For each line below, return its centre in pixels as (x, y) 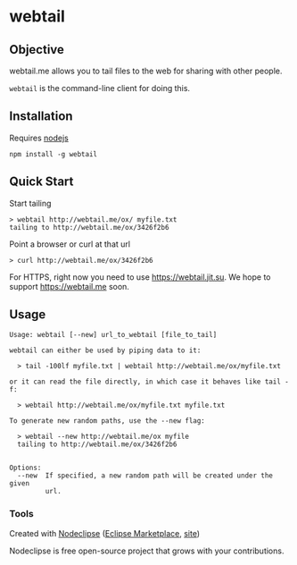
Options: (25, 468)
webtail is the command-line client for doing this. (99, 88)
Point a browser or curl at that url (70, 244)
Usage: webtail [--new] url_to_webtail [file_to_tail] (113, 335)
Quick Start (41, 182)
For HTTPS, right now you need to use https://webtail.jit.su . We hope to (140, 277)
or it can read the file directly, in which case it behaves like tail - (149, 382)
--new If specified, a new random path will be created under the (145, 476)
